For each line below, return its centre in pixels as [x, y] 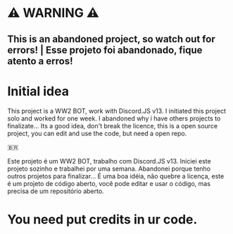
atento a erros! [40, 61]
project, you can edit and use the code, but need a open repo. [97, 133]
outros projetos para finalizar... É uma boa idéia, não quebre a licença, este [116, 176]
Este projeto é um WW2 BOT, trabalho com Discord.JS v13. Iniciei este [109, 161]
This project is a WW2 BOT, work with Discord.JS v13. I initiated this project [117, 111]
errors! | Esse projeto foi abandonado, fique [105, 50]
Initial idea [38, 91]
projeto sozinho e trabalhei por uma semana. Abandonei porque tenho [109, 168]
